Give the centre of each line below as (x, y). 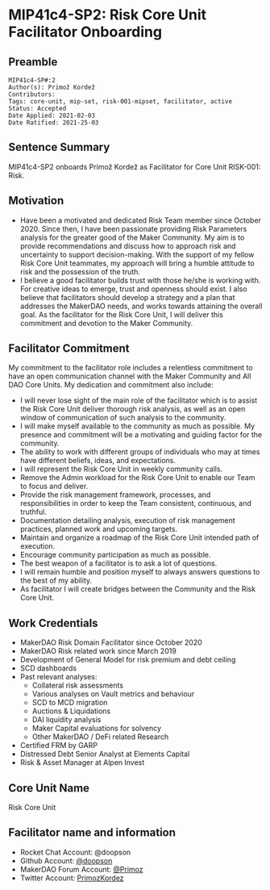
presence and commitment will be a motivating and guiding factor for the (141, 435)
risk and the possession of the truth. (80, 271)
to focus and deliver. (54, 487)
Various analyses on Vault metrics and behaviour (113, 694)
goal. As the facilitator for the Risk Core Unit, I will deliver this (122, 314)
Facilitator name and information (92, 833)
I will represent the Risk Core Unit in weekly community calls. (121, 469)
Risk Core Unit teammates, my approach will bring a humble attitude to (137, 263)
